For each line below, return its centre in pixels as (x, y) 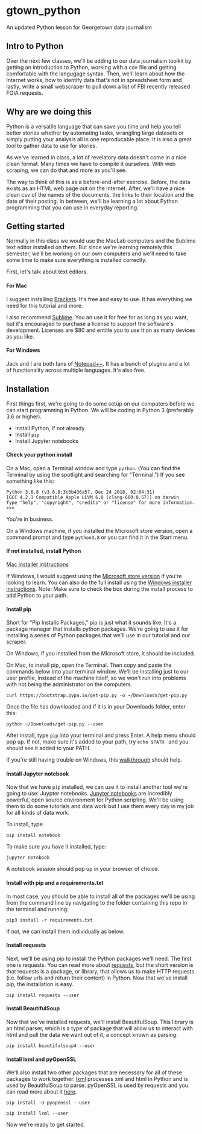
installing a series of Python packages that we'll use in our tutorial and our (98, 635)
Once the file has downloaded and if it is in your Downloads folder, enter (96, 707)
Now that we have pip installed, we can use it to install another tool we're (97, 787)
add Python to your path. (37, 595)
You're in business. (30, 519)
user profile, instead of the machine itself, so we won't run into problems (96, 678)
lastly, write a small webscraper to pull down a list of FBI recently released (98, 86)
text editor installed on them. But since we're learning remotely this (90, 247)
